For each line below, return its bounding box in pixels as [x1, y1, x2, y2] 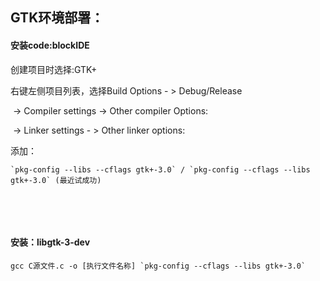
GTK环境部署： [10, 9, 105, 27]
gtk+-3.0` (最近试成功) [10, 175, 102, 185]
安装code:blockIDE [10, 39, 90, 51]
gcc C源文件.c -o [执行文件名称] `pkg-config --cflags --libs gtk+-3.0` [10, 261, 307, 271]
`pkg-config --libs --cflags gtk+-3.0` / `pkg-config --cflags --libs [10, 164, 311, 175]
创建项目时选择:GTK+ [10, 63, 98, 75]
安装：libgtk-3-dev [10, 236, 91, 248]
